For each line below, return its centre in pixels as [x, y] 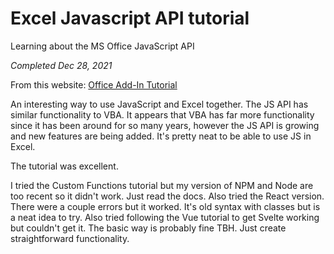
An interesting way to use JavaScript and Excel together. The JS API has [159, 104]
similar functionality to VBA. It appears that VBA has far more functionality [162, 114]
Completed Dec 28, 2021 [61, 65]
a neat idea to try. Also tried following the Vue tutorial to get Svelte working [165, 217]
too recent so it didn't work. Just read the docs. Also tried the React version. [167, 196]
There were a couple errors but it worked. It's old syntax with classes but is [165, 206]
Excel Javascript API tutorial [130, 18]
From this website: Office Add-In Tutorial [94, 84]
